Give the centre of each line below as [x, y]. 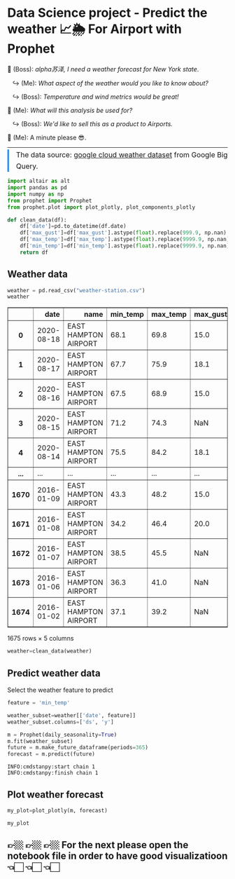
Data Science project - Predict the [107, 13]
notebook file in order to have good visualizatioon [117, 856]
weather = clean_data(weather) [50, 651]
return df [34, 252]
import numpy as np [36, 194]
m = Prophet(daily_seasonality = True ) [62, 735]
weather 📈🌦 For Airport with [94, 29]
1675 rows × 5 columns [41, 639]
